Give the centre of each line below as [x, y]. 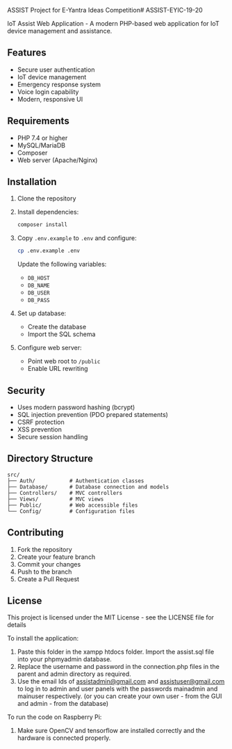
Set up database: [42, 313]
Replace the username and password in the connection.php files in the [118, 667]
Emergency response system [59, 84]
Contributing [35, 533]
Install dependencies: [48, 212]
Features [27, 53]
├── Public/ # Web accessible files [73, 505]
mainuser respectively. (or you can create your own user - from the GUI [119, 696]
